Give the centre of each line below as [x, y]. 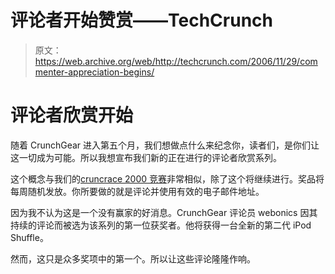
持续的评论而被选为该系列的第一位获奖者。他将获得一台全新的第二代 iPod [161, 225]
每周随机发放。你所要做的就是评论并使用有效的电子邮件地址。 [137, 191]
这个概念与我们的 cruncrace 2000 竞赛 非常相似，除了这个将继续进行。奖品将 [167, 178]
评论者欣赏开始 [72, 115]
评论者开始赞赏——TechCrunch [141, 20]
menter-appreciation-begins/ [94, 72]
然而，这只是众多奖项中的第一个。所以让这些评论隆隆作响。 [133, 258]
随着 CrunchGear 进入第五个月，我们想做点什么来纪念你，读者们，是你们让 [165, 145]
